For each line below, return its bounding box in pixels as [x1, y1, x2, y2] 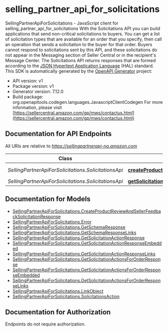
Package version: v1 [12, 83, 54, 89]
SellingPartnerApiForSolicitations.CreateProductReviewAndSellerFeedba [12, 208, 161, 214]
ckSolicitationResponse [12, 213, 61, 219]
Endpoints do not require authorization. [5, 321, 86, 327]
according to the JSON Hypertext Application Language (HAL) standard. [5, 63, 154, 69]
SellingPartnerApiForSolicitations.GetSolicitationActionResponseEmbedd [12, 240, 162, 246]
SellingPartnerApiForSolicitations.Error [12, 219, 91, 225]
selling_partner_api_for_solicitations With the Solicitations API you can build [5, 25, 160, 31]
